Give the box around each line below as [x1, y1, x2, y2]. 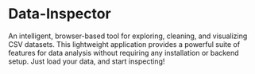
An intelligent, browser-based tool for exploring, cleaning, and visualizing [8, 31, 248, 41]
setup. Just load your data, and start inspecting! [8, 56, 165, 66]
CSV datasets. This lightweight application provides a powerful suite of [8, 39, 241, 49]
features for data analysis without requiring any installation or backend [8, 48, 239, 57]
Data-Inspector [8, 5, 111, 23]
